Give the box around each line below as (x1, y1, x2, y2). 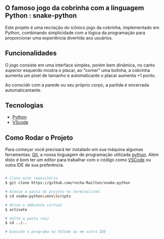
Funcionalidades (5, 49, 57, 58)
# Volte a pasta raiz (5, 216, 49, 221)
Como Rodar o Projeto (5, 133, 73, 142)
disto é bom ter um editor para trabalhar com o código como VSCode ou (5, 157, 151, 163)
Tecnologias (5, 101, 44, 109)
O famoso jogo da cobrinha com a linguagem (5, 4, 144, 12)
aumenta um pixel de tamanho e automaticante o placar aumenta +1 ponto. (5, 72, 156, 78)
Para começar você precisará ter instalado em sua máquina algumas (5, 147, 143, 152)
